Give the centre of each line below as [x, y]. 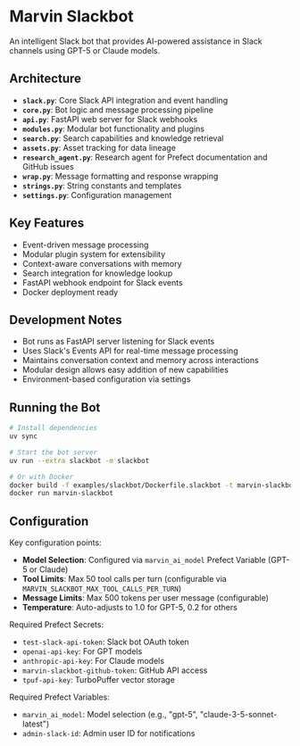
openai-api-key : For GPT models [82, 651]
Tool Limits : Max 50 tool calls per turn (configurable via [125, 579]
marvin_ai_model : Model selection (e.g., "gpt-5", [110, 715]
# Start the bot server [54, 452]
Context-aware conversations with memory [102, 263]
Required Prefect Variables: [59, 697]
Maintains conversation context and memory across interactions [140, 361]
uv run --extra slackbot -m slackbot [79, 460]
